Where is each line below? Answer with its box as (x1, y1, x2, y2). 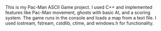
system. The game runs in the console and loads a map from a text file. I (5, 15, 156, 20)
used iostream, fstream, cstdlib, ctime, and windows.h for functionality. (5, 20, 154, 26)
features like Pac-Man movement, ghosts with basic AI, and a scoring (5, 9, 151, 15)
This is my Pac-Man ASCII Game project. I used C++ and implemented (5, 4, 152, 10)
